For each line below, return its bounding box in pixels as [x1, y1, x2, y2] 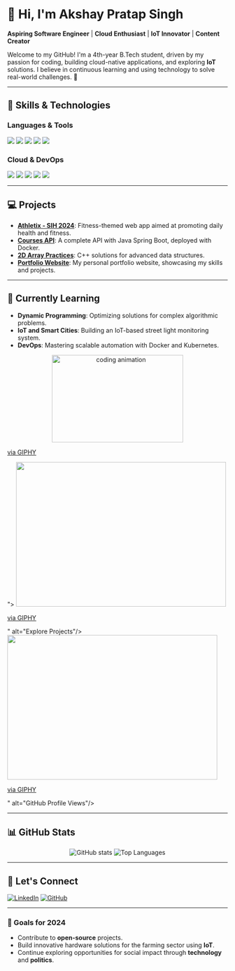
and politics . [17, 956, 55, 964]
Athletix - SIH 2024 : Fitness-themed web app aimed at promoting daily [17, 221, 224, 229]
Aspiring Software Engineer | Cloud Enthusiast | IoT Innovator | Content [7, 29, 220, 38]
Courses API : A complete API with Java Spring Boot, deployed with [17, 236, 212, 244]
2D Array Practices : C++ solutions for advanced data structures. [17, 251, 205, 259]
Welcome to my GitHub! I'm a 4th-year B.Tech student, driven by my [7, 50, 204, 59]
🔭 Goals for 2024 [7, 918, 66, 928]
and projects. [17, 266, 56, 274]
